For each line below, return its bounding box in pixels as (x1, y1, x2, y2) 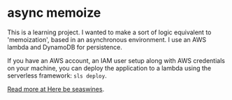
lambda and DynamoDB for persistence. (7, 43, 122, 51)
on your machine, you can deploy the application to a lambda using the (7, 64, 212, 72)
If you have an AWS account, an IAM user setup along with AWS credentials (7, 56, 226, 64)
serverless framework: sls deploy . (7, 71, 107, 80)
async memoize (7, 5, 101, 21)
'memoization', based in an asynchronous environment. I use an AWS (7, 35, 207, 43)
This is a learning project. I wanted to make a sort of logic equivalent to (7, 28, 212, 36)
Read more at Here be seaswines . (7, 85, 105, 93)
